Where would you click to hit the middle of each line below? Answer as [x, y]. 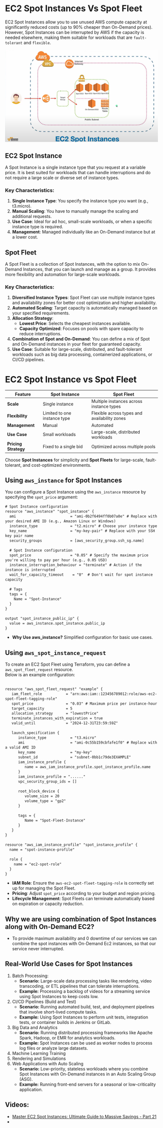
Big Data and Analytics [35, 1027]
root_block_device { [39, 791]
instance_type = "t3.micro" [57, 738]
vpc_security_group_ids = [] [47, 782]
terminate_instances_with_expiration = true [57, 718]
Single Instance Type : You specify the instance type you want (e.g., [80, 201]
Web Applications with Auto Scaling [48, 1063]
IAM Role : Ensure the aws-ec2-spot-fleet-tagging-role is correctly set [83, 883]
